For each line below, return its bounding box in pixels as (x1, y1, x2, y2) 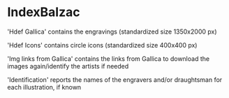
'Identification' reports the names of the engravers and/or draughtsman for (7, 75, 223, 84)
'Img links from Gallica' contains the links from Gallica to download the (7, 54, 210, 63)
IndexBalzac (7, 4, 80, 20)
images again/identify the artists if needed (7, 62, 129, 70)
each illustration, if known (7, 83, 82, 91)
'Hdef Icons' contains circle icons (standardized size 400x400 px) (7, 41, 198, 49)
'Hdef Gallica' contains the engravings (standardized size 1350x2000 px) (7, 27, 217, 36)
